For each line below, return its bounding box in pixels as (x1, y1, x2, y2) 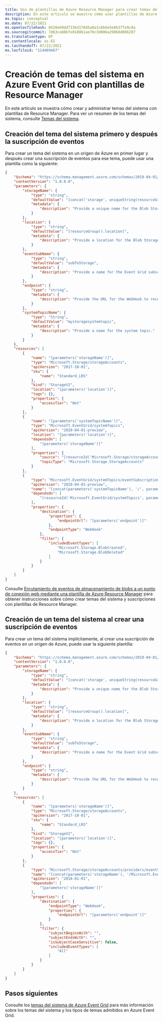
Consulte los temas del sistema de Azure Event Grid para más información (5, 1002, 154, 1008)
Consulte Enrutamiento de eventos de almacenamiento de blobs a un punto (5, 585, 156, 591)
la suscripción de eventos (5, 137, 85, 146)
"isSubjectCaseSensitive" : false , (48, 939, 118, 945)
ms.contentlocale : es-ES (5, 39, 55, 44)
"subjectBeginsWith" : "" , (48, 931, 101, 935)
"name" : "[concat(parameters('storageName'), (31, 872, 125, 877)
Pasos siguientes (5, 989, 58, 997)
